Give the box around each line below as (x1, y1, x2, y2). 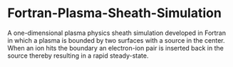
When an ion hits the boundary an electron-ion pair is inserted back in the (7, 43, 224, 52)
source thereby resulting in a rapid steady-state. (7, 51, 149, 60)
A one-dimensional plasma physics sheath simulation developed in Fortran (7, 29, 227, 37)
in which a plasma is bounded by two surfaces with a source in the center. (7, 36, 226, 44)
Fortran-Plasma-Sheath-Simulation (7, 5, 222, 21)
